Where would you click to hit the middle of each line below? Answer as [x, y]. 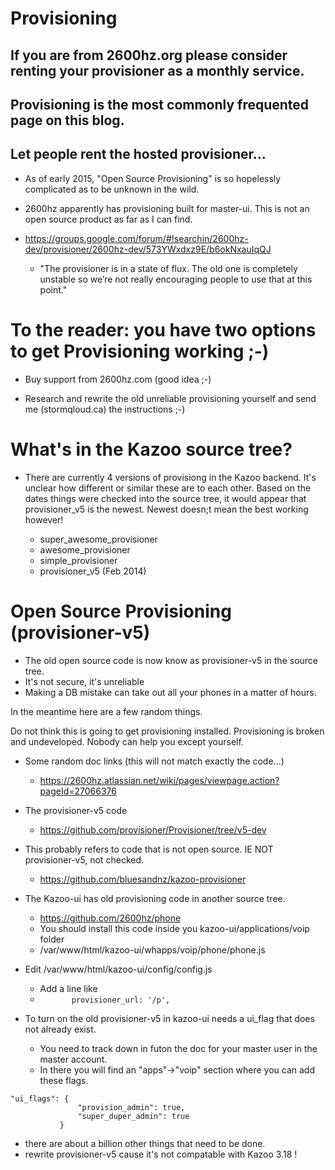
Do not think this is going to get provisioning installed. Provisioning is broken [167, 731]
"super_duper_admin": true [133, 1116]
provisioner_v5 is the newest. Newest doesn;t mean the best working [166, 509]
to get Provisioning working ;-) [140, 351]
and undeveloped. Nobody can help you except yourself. [127, 741]
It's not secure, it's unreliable [84, 681]
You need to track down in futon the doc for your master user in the [178, 1048]
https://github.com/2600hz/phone [110, 918]
